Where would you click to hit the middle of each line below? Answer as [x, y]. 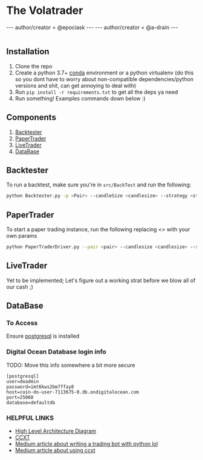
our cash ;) [20, 287]
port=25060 [20, 397]
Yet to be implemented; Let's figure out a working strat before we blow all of [101, 280]
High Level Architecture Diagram [56, 431]
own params [22, 236]
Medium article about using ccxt [55, 450]
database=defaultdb [31, 402]
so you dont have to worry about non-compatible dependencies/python [104, 79]
